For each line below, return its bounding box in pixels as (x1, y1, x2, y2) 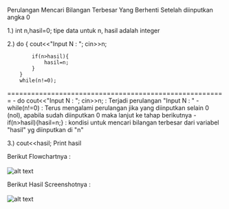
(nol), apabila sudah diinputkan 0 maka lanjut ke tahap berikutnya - (7, 111, 197, 119)
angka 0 (7, 13, 31, 21)
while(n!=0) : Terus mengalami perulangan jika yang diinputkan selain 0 (7, 104, 210, 112)
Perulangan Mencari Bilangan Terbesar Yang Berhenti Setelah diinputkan (7, 6, 213, 14)
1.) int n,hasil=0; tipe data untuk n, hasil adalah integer (7, 27, 160, 34)
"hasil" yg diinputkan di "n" (7, 126, 84, 133)
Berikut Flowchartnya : (7, 153, 71, 160)
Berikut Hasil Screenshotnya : (7, 180, 91, 188)
